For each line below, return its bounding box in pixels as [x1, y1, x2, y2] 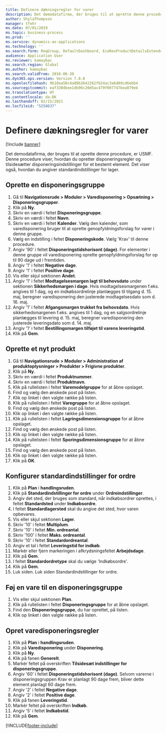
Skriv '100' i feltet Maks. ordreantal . [12, 532, 87, 538]
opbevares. [12, 511, 36, 517]
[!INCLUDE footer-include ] [5, 723, 58, 729]
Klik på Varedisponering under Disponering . [12, 645, 104, 651]
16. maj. [12, 299, 29, 305]
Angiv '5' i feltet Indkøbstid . [12, 708, 70, 714]
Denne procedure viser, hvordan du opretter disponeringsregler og [5, 156, 141, 162]
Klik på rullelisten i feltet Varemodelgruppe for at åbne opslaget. [12, 384, 144, 390]
